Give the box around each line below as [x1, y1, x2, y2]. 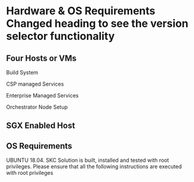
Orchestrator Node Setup [6, 103, 68, 111]
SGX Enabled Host [6, 121, 75, 131]
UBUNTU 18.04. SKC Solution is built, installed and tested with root [6, 156, 169, 164]
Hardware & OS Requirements [6, 4, 155, 18]
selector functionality [6, 30, 115, 43]
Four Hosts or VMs [6, 53, 77, 63]
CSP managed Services [6, 80, 64, 87]
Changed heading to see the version [6, 17, 189, 30]
